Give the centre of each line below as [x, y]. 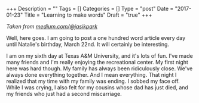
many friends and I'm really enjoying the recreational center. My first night [97, 62]
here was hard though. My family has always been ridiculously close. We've [99, 68]
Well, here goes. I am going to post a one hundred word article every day [96, 38]
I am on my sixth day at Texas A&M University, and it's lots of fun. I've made [99, 56]
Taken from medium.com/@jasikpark [52, 26]
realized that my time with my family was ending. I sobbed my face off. [93, 81]
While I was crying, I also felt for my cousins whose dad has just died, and [97, 88]
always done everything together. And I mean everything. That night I [91, 75]
